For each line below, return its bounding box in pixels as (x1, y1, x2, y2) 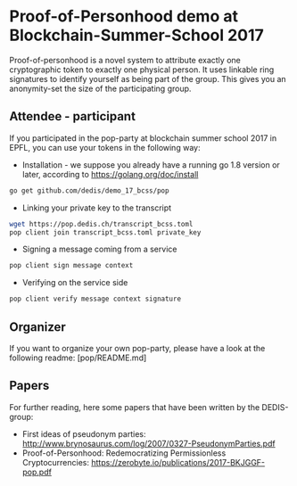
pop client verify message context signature (9, 294, 181, 304)
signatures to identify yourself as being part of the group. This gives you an (9, 73, 287, 84)
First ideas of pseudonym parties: (21, 428, 146, 439)
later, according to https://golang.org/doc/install (21, 169, 199, 179)
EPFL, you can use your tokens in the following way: (9, 142, 201, 152)
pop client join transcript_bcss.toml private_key (9, 227, 202, 237)
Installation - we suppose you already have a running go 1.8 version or (21, 159, 281, 170)
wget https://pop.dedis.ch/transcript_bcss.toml (9, 219, 194, 228)
